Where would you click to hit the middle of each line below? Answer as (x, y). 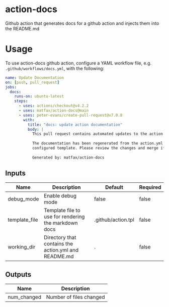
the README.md (22, 28)
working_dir (22, 247)
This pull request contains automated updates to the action (98, 134)
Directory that (60, 237)
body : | (35, 129)
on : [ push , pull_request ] (32, 82)
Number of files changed (75, 297)
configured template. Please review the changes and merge (95, 148)
